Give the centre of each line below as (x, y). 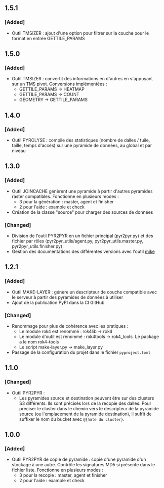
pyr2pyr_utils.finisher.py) (37, 246)
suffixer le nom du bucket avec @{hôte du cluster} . (72, 419)
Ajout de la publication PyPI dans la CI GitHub (58, 302)
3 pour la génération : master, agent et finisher (66, 201)
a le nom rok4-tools (39, 342)
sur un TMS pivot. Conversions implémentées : (59, 84)
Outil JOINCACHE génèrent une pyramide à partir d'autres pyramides (82, 191)
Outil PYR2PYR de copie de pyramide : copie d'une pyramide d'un (79, 459)
